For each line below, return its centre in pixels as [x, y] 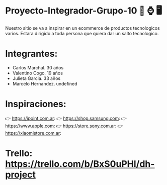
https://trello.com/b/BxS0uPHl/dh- [80, 164]
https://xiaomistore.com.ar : [33, 133]
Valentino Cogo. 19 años [37, 73]
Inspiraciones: [36, 104]
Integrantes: [31, 54]
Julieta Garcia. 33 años [36, 78]
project [21, 174]
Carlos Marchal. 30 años [38, 67]
